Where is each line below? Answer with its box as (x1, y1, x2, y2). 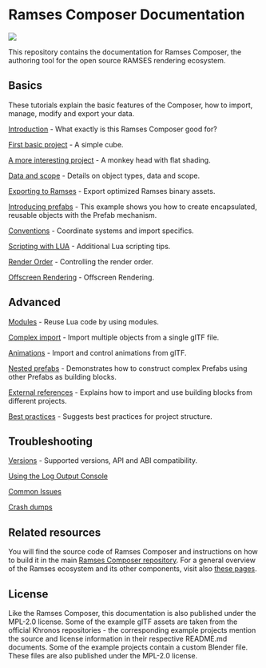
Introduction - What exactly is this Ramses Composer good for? (8, 124, 217, 134)
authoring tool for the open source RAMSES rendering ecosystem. (8, 55, 226, 65)
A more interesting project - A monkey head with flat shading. (8, 155, 211, 165)
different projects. (8, 396, 67, 405)
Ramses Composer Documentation (8, 6, 245, 24)
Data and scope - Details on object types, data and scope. (8, 171, 200, 180)
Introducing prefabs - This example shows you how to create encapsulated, (8, 202, 257, 211)
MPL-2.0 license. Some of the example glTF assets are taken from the (8, 617, 238, 626)
